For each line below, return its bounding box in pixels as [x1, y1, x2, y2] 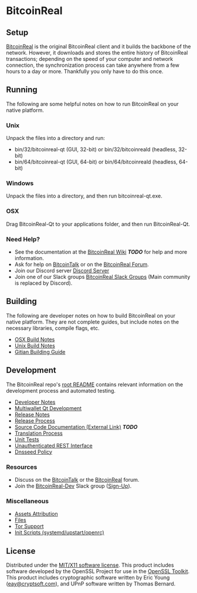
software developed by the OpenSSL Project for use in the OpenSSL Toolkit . [6, 568, 190, 575]
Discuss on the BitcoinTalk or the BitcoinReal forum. [14, 476, 140, 483]
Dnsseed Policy [14, 448, 53, 455]
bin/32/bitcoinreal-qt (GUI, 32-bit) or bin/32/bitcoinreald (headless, [14, 146, 177, 153]
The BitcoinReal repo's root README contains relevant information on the [6, 381, 184, 388]
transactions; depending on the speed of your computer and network [6, 56, 174, 62]
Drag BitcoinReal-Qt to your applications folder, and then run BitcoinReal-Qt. [6, 220, 191, 227]
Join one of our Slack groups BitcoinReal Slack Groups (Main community [14, 274, 191, 280]
